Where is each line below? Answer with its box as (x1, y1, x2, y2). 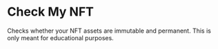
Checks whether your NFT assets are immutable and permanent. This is (7, 27, 212, 35)
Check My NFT (7, 4, 95, 20)
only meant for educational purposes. (7, 33, 114, 42)
